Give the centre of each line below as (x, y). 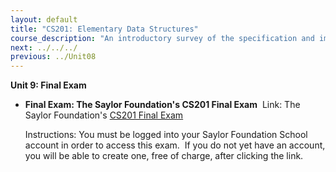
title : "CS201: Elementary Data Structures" (104, 29)
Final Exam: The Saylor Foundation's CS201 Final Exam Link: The (162, 105)
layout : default (44, 19)
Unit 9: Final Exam (48, 85)
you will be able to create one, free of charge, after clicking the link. (164, 156)
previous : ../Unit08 (53, 57)
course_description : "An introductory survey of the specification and (162, 38)
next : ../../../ (44, 47)
